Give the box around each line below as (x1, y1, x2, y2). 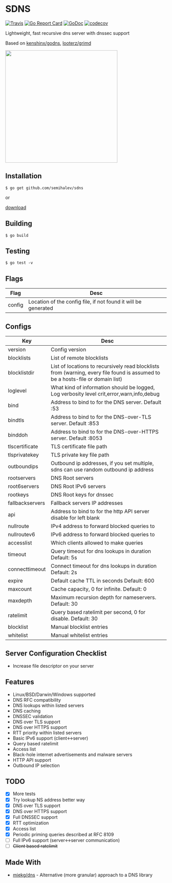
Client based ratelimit (12, 843, 58, 849)
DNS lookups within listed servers (12, 702, 84, 708)
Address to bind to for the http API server (51, 508, 149, 515)
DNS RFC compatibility (12, 697, 61, 703)
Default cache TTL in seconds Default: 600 (51, 577, 155, 584)
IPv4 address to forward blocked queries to (51, 522, 155, 530)
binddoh (8, 431, 28, 438)
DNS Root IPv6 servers (51, 483, 106, 490)
